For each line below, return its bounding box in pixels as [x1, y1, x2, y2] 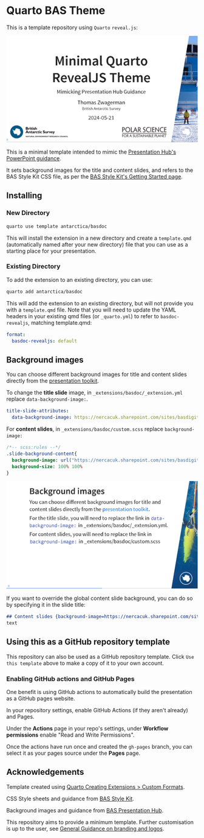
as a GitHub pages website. [6, 695, 75, 702]
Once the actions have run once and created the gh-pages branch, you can [6, 743, 192, 751]
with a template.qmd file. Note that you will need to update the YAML [6, 306, 177, 313]
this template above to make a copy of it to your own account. [6, 659, 164, 667]
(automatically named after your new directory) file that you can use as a [6, 240, 188, 248]
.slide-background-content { [6, 451, 78, 457]
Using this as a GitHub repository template [6, 637, 170, 647]
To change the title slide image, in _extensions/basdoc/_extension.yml [6, 389, 183, 397]
